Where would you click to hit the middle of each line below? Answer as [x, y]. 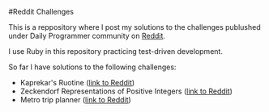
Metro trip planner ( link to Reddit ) [75, 100]
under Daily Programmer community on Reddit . [87, 36]
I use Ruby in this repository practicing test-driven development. [115, 51]
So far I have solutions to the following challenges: [92, 67]
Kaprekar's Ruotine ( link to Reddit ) [77, 83]
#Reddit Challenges [41, 12]
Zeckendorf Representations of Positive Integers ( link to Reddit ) [126, 91]
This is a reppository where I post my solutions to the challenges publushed [134, 27]
